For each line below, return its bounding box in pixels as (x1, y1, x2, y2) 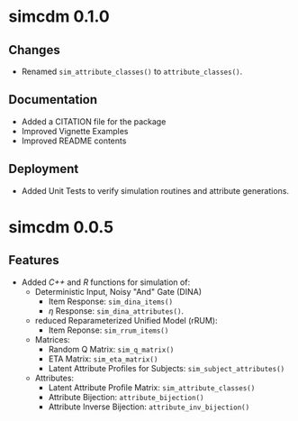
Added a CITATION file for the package (21, 115, 167, 127)
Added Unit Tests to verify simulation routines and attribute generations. (21, 185, 290, 196)
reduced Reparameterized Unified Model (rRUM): (34, 315, 218, 325)
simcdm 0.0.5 (8, 216, 114, 237)
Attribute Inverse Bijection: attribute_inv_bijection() (48, 401, 250, 412)
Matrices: (34, 334, 71, 344)
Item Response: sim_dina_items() (48, 296, 173, 307)
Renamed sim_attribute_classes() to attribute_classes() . (21, 66, 243, 77)
